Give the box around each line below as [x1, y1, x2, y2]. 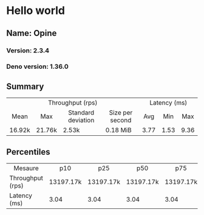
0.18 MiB [105, 126, 132, 135]
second [110, 116, 132, 125]
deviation [67, 116, 95, 125]
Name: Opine [6, 28, 57, 38]
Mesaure [13, 164, 39, 172]
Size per [109, 108, 133, 117]
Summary [6, 81, 44, 91]
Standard [68, 108, 95, 117]
